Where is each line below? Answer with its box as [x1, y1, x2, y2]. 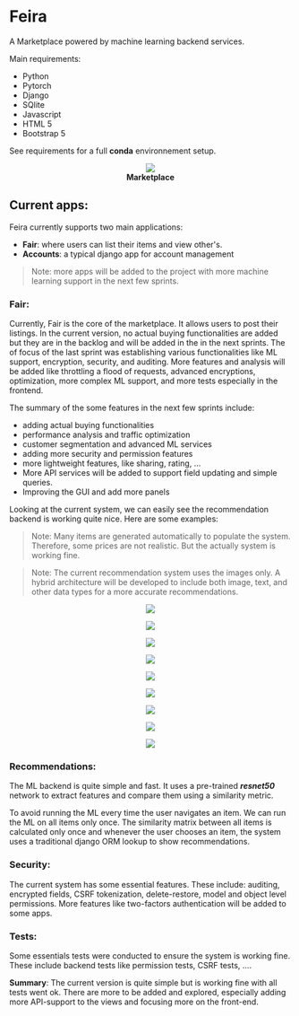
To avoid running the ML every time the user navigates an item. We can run [9, 808, 286, 819]
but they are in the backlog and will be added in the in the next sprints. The [9, 337, 286, 348]
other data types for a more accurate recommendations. [30, 586, 239, 598]
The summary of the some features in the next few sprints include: [9, 402, 255, 414]
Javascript [21, 109, 62, 119]
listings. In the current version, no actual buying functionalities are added [9, 328, 279, 338]
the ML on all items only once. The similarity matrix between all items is [9, 817, 272, 828]
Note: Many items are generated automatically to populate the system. [30, 531, 291, 542]
